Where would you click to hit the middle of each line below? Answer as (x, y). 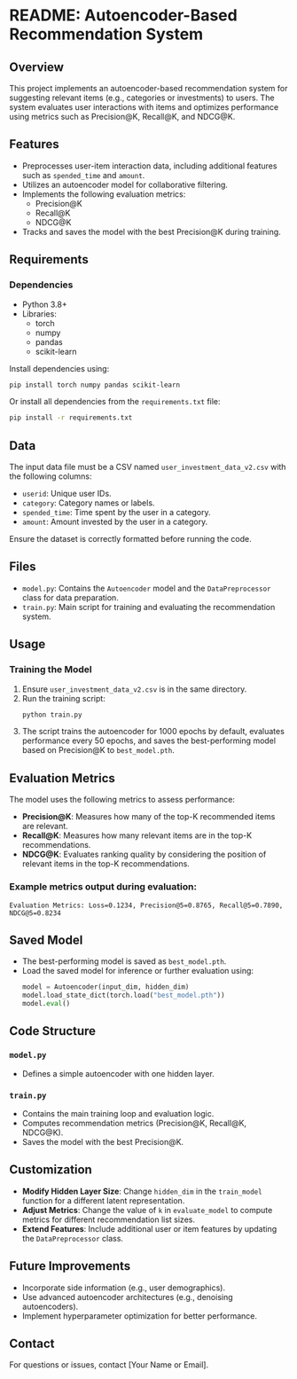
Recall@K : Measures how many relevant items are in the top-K (137, 835)
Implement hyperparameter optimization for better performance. (139, 1316)
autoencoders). (50, 1306)
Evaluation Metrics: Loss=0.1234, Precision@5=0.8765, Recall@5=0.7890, (146, 905)
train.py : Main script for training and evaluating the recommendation (148, 607)
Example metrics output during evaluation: (103, 887)
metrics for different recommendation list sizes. (108, 1219)
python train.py (52, 715)
